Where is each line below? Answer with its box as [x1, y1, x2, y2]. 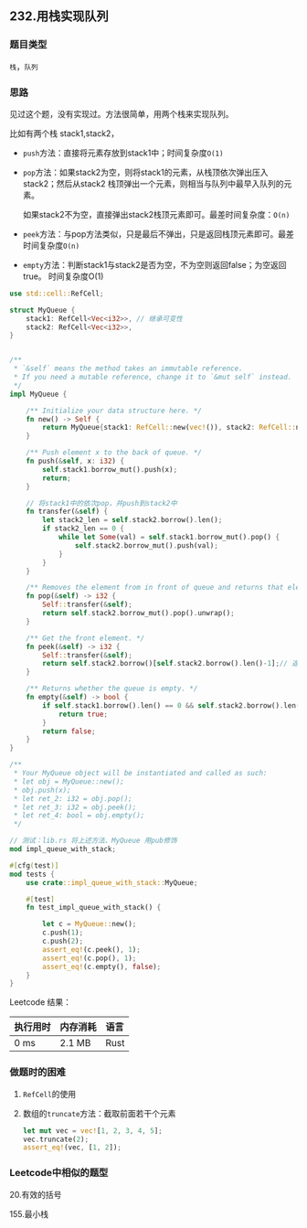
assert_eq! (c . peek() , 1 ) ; [42, 945, 142, 954]
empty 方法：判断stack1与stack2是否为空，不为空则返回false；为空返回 [22, 259, 287, 270]
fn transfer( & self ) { [26, 507, 108, 517]
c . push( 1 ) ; [42, 928, 84, 937]
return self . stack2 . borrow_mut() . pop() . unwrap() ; [42, 609, 235, 618]
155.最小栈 [9, 1208, 48, 1219]
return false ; [42, 726, 96, 736]
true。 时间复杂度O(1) [22, 271, 104, 282]
